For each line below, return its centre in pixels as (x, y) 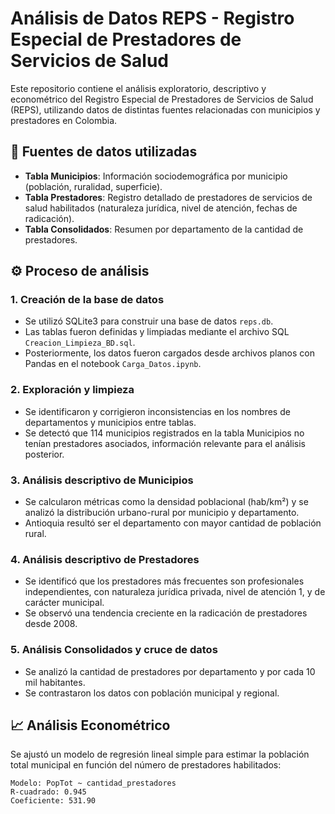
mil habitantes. (55, 682)
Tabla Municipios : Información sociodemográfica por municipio (156, 176)
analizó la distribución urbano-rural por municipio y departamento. (162, 513)
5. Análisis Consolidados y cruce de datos (114, 650)
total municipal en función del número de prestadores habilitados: (146, 765)
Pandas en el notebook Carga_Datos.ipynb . (113, 364)
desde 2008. (51, 624)
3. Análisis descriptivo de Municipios (102, 480)
